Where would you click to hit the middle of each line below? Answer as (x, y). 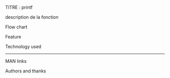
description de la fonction (32, 17)
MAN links (16, 61)
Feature (13, 37)
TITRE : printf (19, 7)
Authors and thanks (26, 71)
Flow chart (16, 27)
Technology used (23, 47)
